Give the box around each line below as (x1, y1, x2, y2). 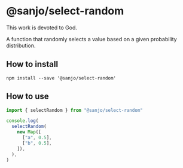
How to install (6, 59, 59, 69)
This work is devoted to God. (6, 24, 78, 31)
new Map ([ (17, 129, 42, 135)
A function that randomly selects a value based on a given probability (6, 35, 178, 42)
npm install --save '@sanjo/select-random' (6, 75, 117, 81)
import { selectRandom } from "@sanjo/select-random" (6, 107, 144, 113)
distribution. (6, 42, 36, 49)
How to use (6, 91, 49, 102)
